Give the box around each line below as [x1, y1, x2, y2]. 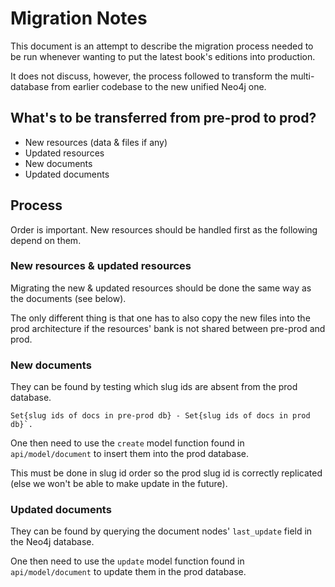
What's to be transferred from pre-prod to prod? [10, 110, 317, 127]
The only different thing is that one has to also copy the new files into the [10, 312, 311, 324]
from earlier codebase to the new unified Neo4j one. [51, 80, 267, 92]
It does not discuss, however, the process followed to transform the [10, 70, 288, 82]
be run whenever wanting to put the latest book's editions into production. [10, 50, 316, 62]
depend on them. [10, 234, 82, 246]
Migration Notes [10, 7, 148, 30]
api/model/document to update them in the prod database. [10, 566, 247, 578]
